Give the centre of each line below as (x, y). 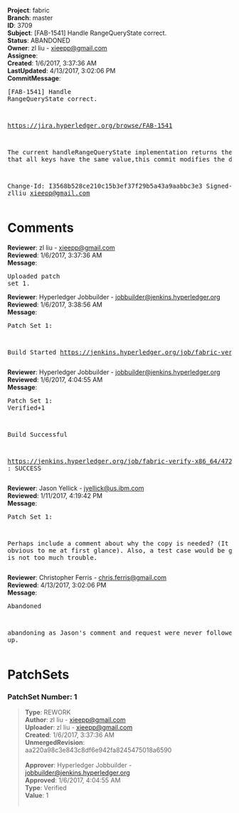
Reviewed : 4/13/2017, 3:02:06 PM (57, 585)
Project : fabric (28, 10)
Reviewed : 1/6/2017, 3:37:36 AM (55, 255)
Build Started (32, 352)
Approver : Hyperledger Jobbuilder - (78, 765)
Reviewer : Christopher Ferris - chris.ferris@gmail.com (87, 577)
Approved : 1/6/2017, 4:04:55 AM (73, 780)
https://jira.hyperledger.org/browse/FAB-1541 (90, 126)
